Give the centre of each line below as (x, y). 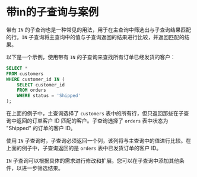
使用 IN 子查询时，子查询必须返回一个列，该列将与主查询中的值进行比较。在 (99, 141)
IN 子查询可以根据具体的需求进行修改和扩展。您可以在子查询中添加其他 (93, 161)
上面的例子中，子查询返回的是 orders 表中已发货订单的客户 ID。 (84, 148)
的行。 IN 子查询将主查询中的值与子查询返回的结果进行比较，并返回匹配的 (96, 37)
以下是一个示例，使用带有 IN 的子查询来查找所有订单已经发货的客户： (91, 57)
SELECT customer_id (41, 85)
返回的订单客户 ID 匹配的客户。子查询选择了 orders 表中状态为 (92, 121)
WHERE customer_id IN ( (36, 79)
